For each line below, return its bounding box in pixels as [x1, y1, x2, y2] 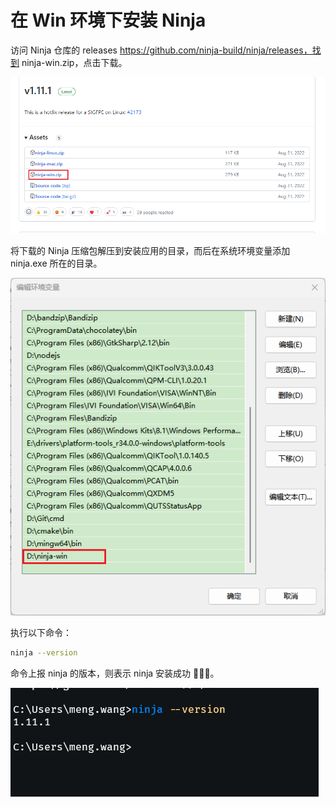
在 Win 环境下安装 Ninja [10, 9, 207, 32]
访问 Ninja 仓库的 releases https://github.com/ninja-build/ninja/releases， [10, 44, 313, 56]
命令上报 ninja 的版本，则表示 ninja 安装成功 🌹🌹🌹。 [10, 667, 220, 679]
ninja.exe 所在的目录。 [10, 257, 103, 269]
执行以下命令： [10, 626, 72, 638]
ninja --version [10, 647, 78, 658]
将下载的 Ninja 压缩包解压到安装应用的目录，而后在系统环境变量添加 [10, 244, 291, 256]
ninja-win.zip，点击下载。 [21, 56, 128, 68]
